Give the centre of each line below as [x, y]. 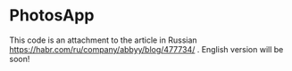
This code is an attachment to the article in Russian [104, 40]
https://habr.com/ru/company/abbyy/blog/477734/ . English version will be [146, 49]
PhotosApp [52, 16]
